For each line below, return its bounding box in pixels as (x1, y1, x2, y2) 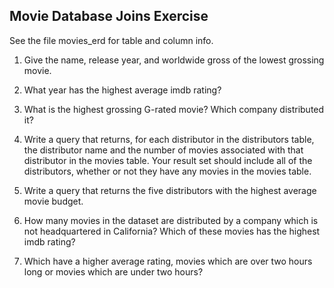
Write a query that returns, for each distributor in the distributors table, (23, 133, 315, 145)
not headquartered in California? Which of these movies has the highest (23, 225, 321, 237)
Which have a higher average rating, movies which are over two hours (23, 255, 313, 267)
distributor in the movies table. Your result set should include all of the (23, 154, 313, 166)
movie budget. (23, 195, 84, 207)
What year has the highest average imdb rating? (23, 84, 222, 96)
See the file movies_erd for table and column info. (9, 34, 214, 46)
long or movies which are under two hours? (23, 265, 204, 278)
